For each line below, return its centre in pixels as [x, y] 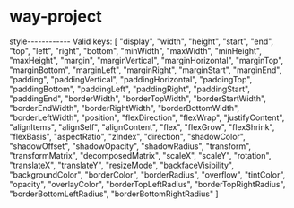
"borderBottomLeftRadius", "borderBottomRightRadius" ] [114, 194]
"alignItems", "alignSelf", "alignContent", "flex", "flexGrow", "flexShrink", [142, 126]
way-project [56, 17]
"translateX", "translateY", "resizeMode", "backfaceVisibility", [122, 165]
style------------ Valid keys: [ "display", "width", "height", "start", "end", [142, 41]
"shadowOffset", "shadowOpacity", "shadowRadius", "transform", [130, 146]
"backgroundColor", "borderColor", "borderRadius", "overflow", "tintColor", [147, 174]
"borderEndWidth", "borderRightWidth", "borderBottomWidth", [125, 108]
